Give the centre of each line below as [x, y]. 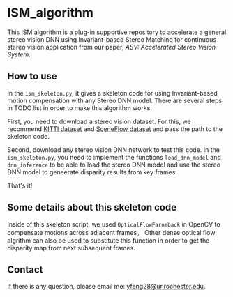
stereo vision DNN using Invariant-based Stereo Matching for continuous [112, 39]
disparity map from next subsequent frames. [72, 247]
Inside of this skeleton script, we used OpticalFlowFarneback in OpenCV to [114, 224]
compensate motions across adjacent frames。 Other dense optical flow [111, 232]
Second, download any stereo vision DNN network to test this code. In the [114, 150]
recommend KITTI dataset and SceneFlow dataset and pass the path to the [115, 129]
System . [19, 54]
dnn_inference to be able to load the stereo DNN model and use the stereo [114, 165]
